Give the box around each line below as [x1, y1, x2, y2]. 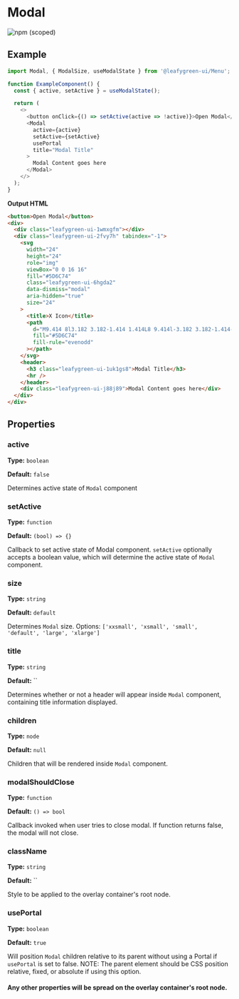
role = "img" [26, 259, 59, 266]
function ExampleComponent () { [7, 80, 100, 88]
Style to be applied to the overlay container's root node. [7, 890, 171, 899]
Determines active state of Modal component [7, 483, 137, 492]
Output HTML [7, 199, 48, 208]
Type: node [7, 731, 40, 740]
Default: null [7, 745, 46, 754]
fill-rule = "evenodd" [33, 339, 94, 346]
